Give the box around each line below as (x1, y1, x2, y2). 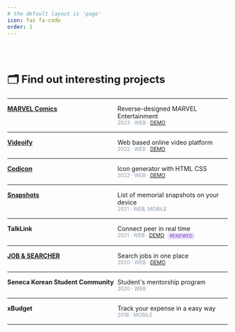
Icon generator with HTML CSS (117, 165, 208, 173)
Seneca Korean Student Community (7, 277, 114, 286)
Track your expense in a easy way (117, 304, 216, 312)
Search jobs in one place (117, 251, 189, 260)
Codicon (7, 165, 33, 173)
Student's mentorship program (117, 277, 206, 286)
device (117, 198, 137, 207)
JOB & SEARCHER (7, 251, 61, 260)
